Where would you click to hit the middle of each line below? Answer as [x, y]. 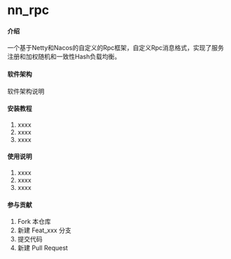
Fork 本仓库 [34, 222]
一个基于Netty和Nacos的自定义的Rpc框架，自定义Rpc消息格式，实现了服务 [116, 48]
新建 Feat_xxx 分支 [44, 230]
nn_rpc [28, 10]
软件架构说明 [26, 91]
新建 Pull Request [42, 248]
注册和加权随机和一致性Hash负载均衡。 [64, 57]
